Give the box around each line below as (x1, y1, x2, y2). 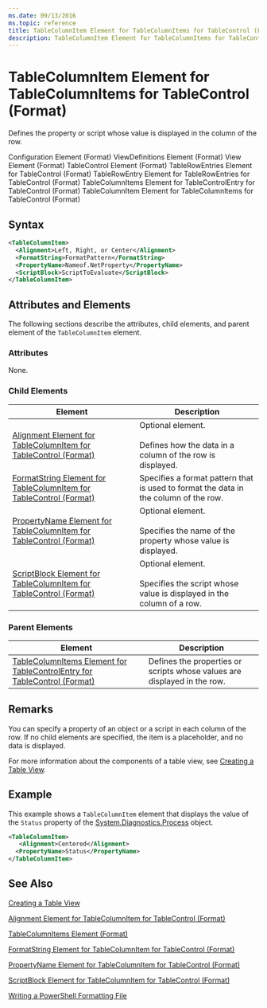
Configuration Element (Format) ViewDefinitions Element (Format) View (8, 152, 242, 162)
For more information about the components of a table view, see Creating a (8, 756, 254, 766)
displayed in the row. (148, 675, 226, 686)
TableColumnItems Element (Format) (8, 929, 129, 939)
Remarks (8, 703, 54, 716)
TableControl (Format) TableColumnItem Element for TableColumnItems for (8, 186, 254, 196)
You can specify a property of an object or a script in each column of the (8, 724, 246, 733)
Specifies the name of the (139, 525, 236, 536)
